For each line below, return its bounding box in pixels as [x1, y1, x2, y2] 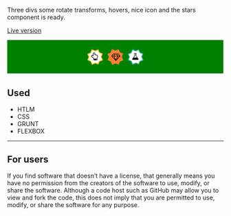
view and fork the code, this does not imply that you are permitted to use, [7, 193, 215, 202]
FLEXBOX [16, 127, 45, 136]
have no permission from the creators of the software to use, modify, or [7, 178, 210, 187]
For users [7, 154, 49, 165]
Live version [7, 27, 42, 34]
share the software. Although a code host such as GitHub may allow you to [7, 186, 219, 194]
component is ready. [7, 13, 65, 21]
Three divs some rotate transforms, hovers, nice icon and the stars [7, 6, 196, 14]
